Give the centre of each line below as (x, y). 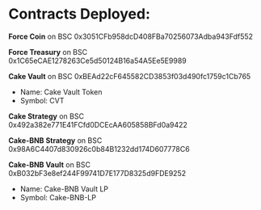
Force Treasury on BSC (48, 52)
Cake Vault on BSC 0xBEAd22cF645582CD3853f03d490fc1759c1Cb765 (130, 76)
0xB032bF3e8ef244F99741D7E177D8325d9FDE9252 (97, 173)
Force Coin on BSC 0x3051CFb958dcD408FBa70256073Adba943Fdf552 (130, 36)
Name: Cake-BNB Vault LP (64, 189)
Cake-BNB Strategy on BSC (55, 140)
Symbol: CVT (42, 100)
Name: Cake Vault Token (61, 92)
